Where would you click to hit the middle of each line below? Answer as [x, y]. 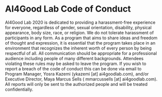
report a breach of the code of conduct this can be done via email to [73, 68]
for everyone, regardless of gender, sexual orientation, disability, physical [78, 27]
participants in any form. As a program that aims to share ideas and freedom [81, 38]
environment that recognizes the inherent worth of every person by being [78, 48]
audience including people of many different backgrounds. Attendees [74, 58]
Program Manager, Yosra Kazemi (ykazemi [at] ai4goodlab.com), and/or [77, 74]
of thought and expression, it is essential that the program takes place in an [80, 43]
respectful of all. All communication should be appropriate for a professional [81, 53]
